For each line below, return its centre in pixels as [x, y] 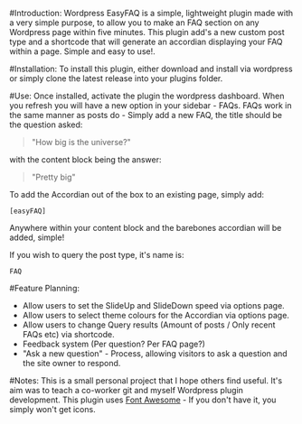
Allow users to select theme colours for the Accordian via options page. [156, 315]
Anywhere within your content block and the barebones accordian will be [146, 228]
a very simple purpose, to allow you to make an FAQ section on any [134, 23]
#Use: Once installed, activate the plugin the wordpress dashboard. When [147, 96]
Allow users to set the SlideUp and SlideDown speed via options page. [153, 305]
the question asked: [46, 124]
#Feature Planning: [44, 288]
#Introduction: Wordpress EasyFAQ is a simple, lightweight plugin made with [151, 13]
